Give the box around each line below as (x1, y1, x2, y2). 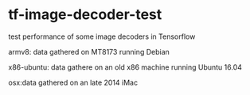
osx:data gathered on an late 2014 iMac (8, 78, 138, 87)
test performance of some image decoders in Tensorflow (8, 32, 196, 41)
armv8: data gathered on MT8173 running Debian (8, 47, 170, 56)
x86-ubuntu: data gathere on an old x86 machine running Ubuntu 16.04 (8, 62, 243, 72)
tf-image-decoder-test (8, 6, 162, 24)
